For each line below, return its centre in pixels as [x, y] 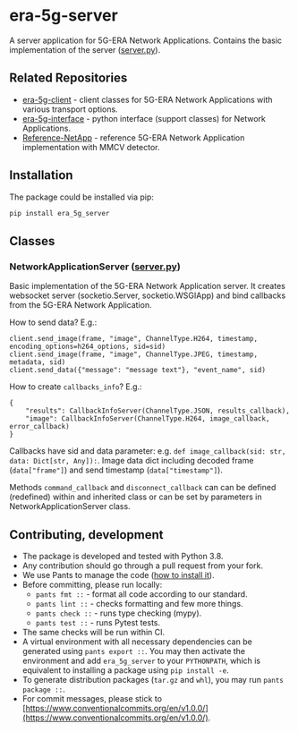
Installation [41, 175]
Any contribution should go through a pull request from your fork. [143, 566]
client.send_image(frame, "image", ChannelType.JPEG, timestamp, [133, 354]
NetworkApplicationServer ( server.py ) [95, 267]
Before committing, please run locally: [92, 584]
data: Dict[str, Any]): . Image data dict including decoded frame [132, 461]
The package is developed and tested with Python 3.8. [123, 556]
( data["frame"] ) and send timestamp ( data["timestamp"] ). [116, 470]
